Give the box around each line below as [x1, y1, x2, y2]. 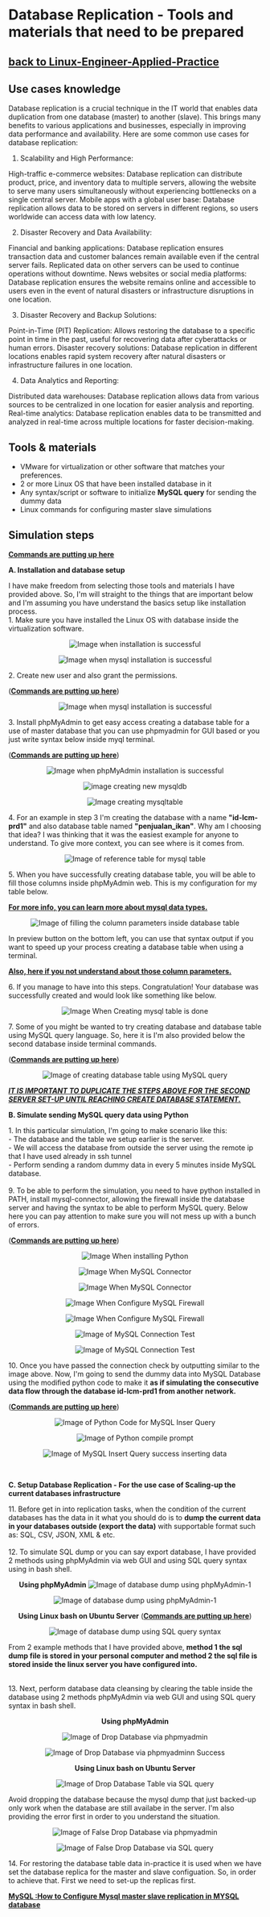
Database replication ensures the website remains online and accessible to [8, 277, 256, 287]
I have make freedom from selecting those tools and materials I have [8, 581, 235, 590]
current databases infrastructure [8, 1489, 121, 1498]
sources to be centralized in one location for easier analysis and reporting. [8, 400, 255, 410]
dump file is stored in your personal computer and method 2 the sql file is [8, 1651, 258, 1661]
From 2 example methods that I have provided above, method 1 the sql [8, 1643, 243, 1652]
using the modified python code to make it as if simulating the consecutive [8, 1377, 260, 1388]
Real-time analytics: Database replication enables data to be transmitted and [8, 409, 262, 419]
